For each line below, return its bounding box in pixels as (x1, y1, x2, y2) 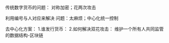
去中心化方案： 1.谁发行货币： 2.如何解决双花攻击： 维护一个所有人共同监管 (5, 26, 164, 32)
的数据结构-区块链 (5, 32, 43, 38)
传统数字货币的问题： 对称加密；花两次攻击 (5, 5, 96, 10)
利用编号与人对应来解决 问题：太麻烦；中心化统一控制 (5, 15, 118, 21)
